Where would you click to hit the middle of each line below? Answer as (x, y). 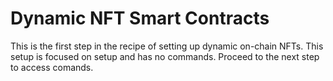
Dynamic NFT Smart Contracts (140, 18)
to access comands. (52, 67)
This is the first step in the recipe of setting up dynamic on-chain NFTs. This (167, 46)
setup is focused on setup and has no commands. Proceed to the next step (165, 56)
